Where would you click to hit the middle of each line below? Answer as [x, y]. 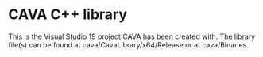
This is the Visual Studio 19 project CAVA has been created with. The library [132, 36]
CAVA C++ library [68, 15]
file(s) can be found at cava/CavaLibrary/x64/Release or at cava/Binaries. [128, 44]
